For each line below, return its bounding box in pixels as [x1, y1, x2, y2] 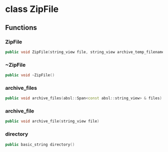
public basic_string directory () [5, 142, 75, 147]
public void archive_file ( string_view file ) [5, 119, 99, 124]
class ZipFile [5, 3, 59, 15]
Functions [5, 23, 37, 32]
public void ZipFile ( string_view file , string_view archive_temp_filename [5, 49, 164, 54]
